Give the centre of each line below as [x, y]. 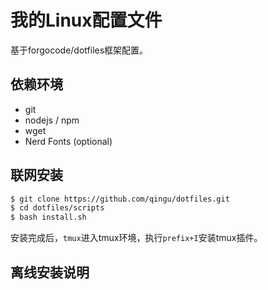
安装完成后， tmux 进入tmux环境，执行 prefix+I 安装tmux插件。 [136, 238]
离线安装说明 [50, 272]
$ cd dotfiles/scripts [57, 208]
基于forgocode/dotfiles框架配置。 [79, 50]
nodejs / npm [52, 120]
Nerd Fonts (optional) [68, 141]
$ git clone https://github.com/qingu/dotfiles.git [120, 199]
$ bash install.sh [48, 217]
